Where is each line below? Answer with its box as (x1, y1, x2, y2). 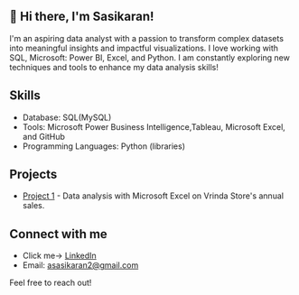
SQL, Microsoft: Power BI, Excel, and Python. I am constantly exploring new (9, 51, 291, 63)
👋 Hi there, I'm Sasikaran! (9, 9, 154, 24)
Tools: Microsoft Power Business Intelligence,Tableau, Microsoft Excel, (22, 121, 286, 132)
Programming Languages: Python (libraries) (22, 141, 186, 152)
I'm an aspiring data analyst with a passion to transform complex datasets (9, 32, 285, 43)
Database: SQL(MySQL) (22, 112, 112, 123)
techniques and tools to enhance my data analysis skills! (9, 61, 220, 72)
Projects (9, 167, 58, 182)
